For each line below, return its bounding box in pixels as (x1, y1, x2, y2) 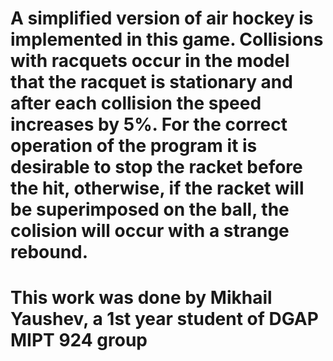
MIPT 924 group (10, 329, 148, 352)
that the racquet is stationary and (10, 71, 293, 94)
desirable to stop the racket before (10, 156, 303, 179)
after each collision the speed (10, 92, 262, 115)
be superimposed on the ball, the (10, 198, 290, 221)
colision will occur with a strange (10, 220, 290, 242)
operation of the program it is (10, 135, 258, 157)
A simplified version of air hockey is (10, 7, 314, 30)
